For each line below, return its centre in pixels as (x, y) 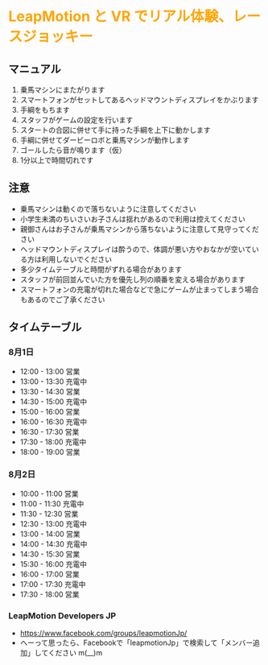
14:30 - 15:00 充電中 (53, 401)
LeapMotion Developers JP (62, 615)
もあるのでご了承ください (62, 299)
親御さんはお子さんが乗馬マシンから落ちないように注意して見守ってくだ (139, 229)
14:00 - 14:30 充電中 (54, 543)
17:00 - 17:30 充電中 (53, 584)
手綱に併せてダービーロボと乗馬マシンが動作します (105, 140)
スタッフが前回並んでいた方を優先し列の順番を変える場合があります (132, 279)
